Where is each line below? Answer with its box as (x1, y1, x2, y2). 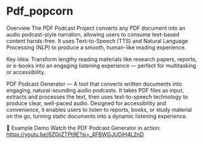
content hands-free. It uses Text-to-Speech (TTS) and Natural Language (6, 37, 188, 44)
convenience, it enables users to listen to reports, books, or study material (6, 106, 193, 113)
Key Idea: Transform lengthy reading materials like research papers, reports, (6, 55, 198, 63)
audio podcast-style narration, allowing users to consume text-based (6, 30, 180, 38)
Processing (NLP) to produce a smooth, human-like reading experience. (6, 44, 187, 51)
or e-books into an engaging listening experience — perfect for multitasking (6, 62, 196, 69)
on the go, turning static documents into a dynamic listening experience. (6, 112, 188, 120)
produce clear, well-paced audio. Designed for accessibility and (6, 99, 167, 107)
